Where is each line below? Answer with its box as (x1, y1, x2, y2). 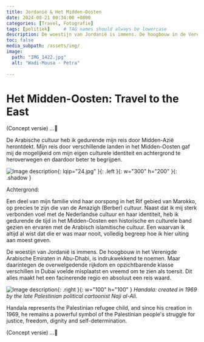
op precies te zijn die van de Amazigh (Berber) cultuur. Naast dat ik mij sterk (6, 204, 197, 212)
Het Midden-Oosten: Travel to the (6, 92, 179, 105)
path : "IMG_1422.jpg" (12, 54, 67, 60)
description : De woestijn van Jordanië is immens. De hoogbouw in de (6, 32, 186, 38)
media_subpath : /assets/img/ (6, 43, 80, 49)
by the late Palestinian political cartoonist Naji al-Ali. (6, 293, 138, 300)
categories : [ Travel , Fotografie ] (6, 20, 94, 26)
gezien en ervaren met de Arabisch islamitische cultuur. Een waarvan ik (6, 223, 185, 231)
